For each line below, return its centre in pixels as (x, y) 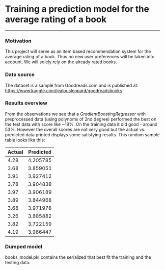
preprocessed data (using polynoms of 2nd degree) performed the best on (81, 119)
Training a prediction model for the (77, 9)
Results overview (26, 103)
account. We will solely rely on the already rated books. (61, 62)
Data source (20, 74)
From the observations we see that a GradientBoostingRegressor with (75, 114)
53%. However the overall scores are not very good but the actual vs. (75, 129)
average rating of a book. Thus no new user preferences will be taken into (80, 57)
